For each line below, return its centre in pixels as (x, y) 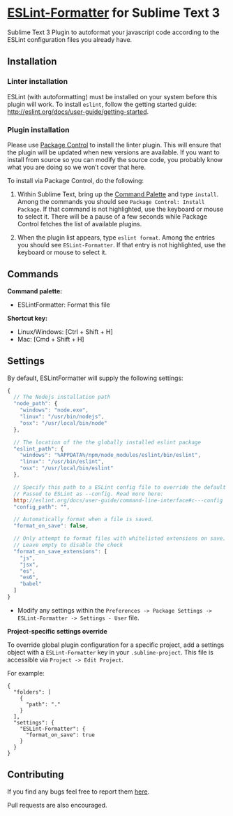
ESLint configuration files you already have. (70, 39)
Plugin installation (38, 129)
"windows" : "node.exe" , (54, 410)
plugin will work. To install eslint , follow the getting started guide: (102, 104)
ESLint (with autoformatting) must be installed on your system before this (112, 96)
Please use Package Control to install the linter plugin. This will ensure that (114, 145)
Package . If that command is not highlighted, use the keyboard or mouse (120, 209)
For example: (26, 673)
